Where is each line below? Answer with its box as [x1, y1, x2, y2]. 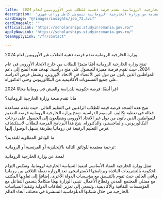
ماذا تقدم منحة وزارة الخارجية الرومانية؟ [5, 95, 77, 101]
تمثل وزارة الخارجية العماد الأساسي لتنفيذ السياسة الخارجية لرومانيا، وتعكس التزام [5, 163, 152, 168]
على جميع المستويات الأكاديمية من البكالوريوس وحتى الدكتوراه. [5, 76, 118, 82]
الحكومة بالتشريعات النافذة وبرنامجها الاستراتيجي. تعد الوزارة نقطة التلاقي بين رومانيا [5, 168, 157, 173]
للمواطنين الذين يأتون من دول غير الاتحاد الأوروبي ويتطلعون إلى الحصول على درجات [5, 115, 155, 121]
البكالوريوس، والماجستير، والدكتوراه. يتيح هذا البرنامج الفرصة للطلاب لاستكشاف [5, 120, 148, 126]
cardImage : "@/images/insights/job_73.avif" [5, 16, 97, 21]
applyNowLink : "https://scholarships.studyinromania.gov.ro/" [5, 30, 133, 34]
